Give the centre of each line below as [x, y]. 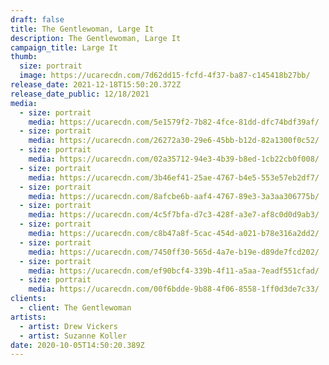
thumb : [24, 57]
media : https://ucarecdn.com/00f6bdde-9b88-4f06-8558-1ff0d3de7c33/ [174, 289]
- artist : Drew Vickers [68, 326]
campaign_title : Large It [64, 47]
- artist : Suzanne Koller [73, 336]
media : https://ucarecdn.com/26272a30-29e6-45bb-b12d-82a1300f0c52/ [174, 141]
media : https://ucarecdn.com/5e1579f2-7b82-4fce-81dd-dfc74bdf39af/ [174, 122]
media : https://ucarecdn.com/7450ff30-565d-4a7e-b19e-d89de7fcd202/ [174, 252]
